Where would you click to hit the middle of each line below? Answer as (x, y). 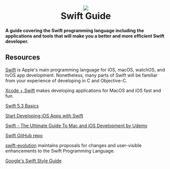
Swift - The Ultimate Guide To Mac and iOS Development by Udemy (77, 126)
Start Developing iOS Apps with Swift (44, 115)
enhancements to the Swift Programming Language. (60, 151)
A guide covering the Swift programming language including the (75, 30)
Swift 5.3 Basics (22, 106)
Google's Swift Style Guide (33, 160)
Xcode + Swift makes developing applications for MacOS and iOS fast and (83, 90)
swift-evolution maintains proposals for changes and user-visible (74, 145)
